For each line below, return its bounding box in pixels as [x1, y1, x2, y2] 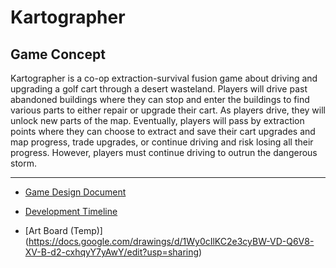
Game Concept [10, 46, 106, 63]
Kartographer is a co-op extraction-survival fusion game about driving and [10, 72, 318, 84]
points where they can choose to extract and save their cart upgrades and [10, 126, 316, 137]
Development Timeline [24, 206, 118, 217]
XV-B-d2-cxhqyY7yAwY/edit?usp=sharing [24, 246, 200, 258]
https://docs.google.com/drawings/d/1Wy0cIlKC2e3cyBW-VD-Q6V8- [28, 236, 315, 247]
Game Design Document [24, 186, 127, 198]
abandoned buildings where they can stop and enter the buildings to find [10, 94, 310, 105]
